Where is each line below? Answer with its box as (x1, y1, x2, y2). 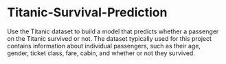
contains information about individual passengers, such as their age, (7, 42, 201, 50)
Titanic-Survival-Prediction (7, 5, 168, 20)
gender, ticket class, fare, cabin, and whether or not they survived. (7, 49, 196, 57)
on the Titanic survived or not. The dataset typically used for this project (7, 34, 212, 42)
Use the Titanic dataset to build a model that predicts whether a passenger (7, 27, 219, 35)
